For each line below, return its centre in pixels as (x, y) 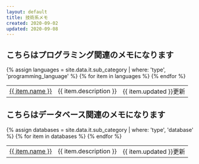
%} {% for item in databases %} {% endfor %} (64, 136)
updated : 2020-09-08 (32, 29)
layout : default (27, 12)
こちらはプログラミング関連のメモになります (90, 55)
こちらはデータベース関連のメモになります (86, 115)
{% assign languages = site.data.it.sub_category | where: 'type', (86, 70)
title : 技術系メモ (27, 18)
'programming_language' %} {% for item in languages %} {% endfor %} (96, 76)
